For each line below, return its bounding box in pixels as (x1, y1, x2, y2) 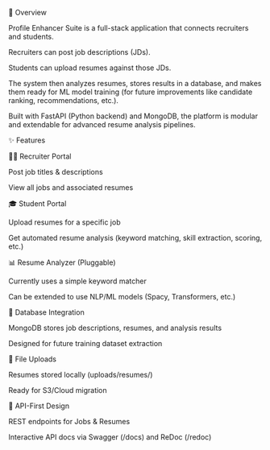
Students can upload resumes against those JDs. (8, 63, 172, 72)
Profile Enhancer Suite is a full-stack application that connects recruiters (8, 23, 249, 32)
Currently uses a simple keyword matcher (8, 276, 147, 286)
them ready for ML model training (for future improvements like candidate (8, 87, 253, 97)
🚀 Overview (8, 8, 47, 17)
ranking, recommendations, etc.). (8, 96, 119, 105)
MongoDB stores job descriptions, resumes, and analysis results (8, 323, 222, 332)
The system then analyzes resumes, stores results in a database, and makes (8, 79, 262, 88)
